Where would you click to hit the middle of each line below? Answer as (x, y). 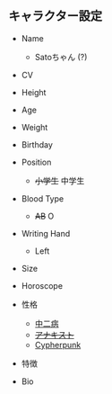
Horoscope (42, 285)
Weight (34, 127)
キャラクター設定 (56, 16)
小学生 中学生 (60, 180)
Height (34, 92)
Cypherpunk (58, 345)
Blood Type (43, 198)
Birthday (37, 144)
